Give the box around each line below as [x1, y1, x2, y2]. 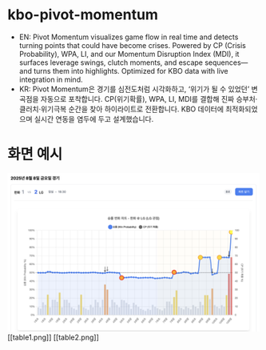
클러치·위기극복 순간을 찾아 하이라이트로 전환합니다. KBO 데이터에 [18, 104, 224, 114]
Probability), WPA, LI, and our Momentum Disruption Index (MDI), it [18, 49, 240, 58]
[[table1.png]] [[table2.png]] [7, 332, 99, 342]
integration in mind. [18, 74, 83, 84]
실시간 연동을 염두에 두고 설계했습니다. [34, 114, 154, 123]
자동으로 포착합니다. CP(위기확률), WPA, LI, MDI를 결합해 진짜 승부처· [40, 94, 258, 103]
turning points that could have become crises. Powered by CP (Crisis [18, 40, 247, 50]
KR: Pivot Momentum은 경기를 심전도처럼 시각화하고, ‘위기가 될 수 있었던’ [18, 84, 250, 94]
